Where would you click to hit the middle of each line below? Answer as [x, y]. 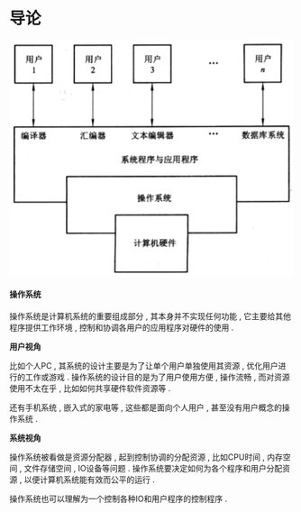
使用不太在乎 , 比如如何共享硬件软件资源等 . [90, 388]
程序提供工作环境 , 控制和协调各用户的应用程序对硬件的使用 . [122, 327]
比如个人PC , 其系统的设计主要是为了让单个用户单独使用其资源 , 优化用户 [144, 365]
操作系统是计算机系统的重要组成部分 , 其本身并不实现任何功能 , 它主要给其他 [150, 315]
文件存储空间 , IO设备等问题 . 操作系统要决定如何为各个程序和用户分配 [153, 468]
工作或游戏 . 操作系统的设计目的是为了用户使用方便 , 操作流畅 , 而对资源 [157, 377]
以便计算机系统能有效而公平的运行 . [89, 480]
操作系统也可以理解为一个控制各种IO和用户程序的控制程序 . [119, 498]
